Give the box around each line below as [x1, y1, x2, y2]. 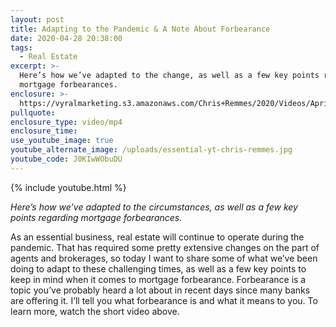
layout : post [10, 14, 65, 25]
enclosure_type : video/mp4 [10, 117, 123, 127]
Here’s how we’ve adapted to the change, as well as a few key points [19, 71, 320, 81]
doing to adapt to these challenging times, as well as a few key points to [10, 262, 307, 275]
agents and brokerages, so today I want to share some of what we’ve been [10, 252, 318, 264]
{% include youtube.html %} [10, 181, 127, 193]
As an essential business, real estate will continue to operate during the [10, 231, 305, 243]
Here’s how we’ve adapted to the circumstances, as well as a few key [10, 201, 298, 213]
